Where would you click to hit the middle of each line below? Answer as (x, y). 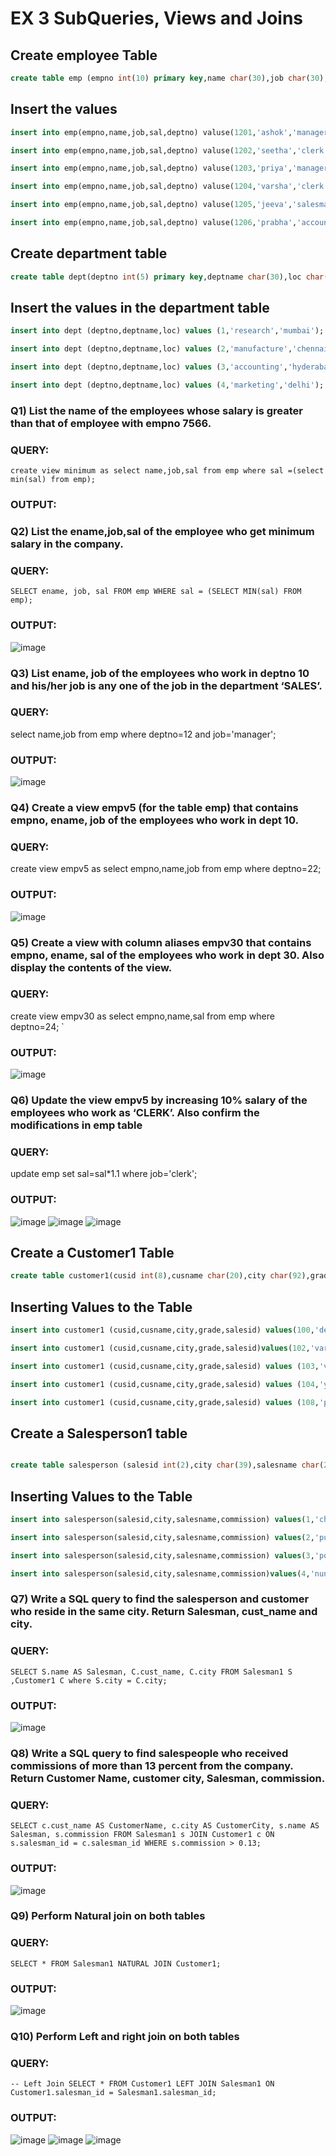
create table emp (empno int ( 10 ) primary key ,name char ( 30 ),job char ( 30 (165, 78)
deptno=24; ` (37, 1026)
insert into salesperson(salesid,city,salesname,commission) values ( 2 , (162, 1537)
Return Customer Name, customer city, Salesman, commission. (168, 1778)
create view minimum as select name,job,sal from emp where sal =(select (167, 471)
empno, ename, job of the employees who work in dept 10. (154, 820)
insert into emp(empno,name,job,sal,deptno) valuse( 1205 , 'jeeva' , (151, 205)
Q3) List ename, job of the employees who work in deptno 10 (160, 673)
